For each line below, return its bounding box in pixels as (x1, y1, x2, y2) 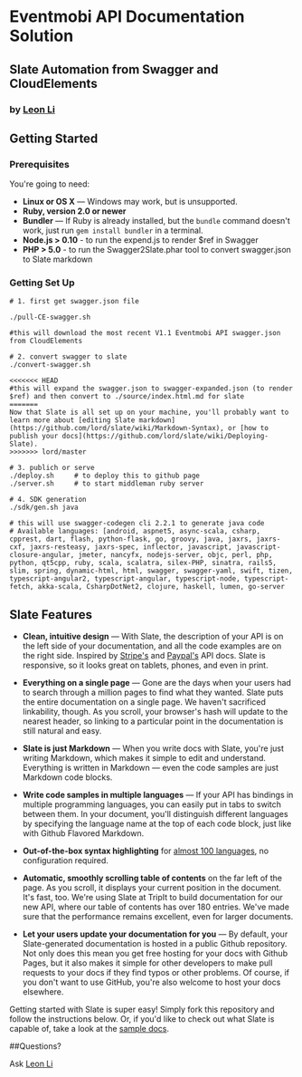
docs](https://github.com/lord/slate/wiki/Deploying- (61, 432, 269, 441)
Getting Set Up (9, 276, 75, 289)
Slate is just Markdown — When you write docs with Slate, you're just (22, 743, 285, 754)
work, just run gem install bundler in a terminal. (22, 225, 203, 236)
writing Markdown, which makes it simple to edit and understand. (22, 753, 267, 764)
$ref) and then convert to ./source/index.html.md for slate (9, 392, 245, 401)
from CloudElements (9, 337, 83, 346)
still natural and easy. (22, 726, 102, 736)
